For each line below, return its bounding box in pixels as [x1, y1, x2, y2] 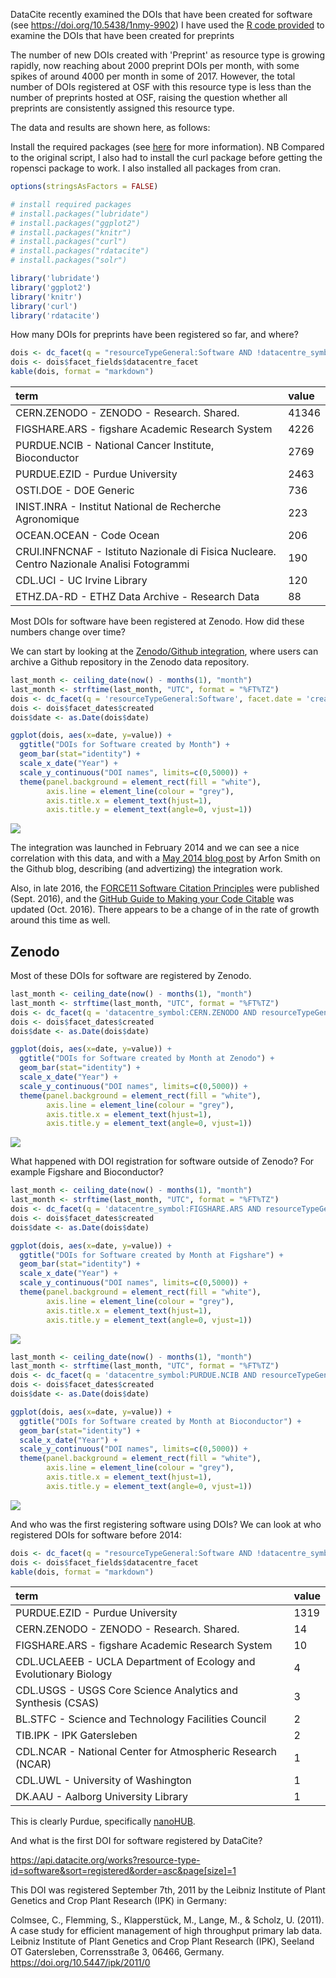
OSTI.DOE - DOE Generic [15, 484, 135, 497]
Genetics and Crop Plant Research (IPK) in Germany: [10, 1895, 227, 1907]
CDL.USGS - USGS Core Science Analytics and [15, 1684, 238, 1698]
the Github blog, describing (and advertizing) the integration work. [10, 863, 283, 875]
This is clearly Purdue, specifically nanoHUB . [10, 1815, 196, 1828]
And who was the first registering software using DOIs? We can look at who [10, 1518, 322, 1530]
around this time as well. [10, 914, 111, 926]
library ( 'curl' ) [10, 301, 78, 311]
